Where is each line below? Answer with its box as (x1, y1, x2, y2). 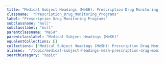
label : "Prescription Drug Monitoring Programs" (6, 16, 108, 21)
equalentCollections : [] (6, 39, 57, 44)
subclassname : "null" (6, 21, 51, 26)
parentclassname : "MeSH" (6, 30, 57, 35)
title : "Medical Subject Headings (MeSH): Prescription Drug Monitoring (6, 7, 159, 12)
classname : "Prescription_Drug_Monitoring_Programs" (6, 12, 119, 17)
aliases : (6, 48, 25, 53)
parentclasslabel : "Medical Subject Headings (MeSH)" (6, 35, 119, 40)
